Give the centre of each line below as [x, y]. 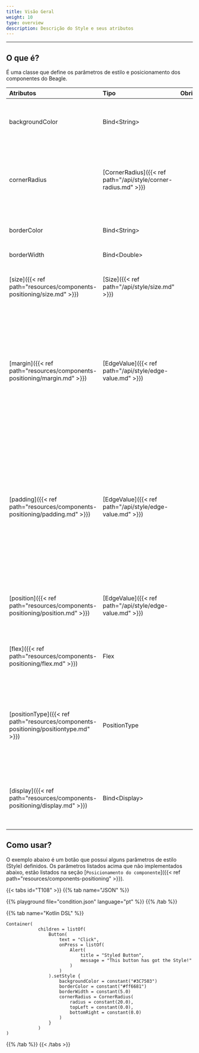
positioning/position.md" [44, 613]
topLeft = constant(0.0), [102, 1007]
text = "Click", [79, 939]
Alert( [78, 950]
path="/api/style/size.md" [139, 287]
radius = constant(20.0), [102, 1002]
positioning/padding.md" [44, 514]
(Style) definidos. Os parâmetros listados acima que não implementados [94, 866]
